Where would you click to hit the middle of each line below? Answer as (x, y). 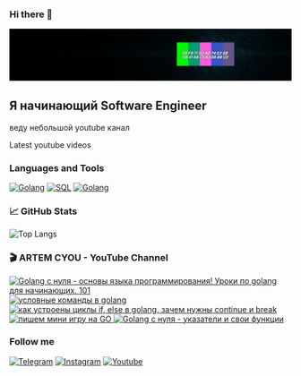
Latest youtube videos (50, 145)
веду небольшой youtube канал (69, 127)
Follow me (32, 342)
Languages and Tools (57, 167)
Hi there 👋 (31, 14)
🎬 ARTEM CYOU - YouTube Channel (89, 258)
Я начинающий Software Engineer (108, 106)
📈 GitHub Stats (43, 211)
